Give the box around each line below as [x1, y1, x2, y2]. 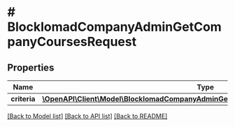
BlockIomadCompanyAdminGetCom [7, 19, 222, 35]
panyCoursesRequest [7, 34, 137, 50]
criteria [10, 94, 36, 103]
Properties [7, 61, 55, 73]
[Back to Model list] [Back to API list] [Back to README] [7, 112, 168, 120]
